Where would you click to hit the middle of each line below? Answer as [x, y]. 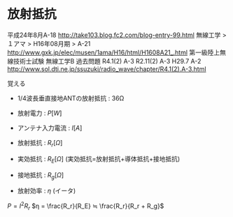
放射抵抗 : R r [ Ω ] [40, 143]
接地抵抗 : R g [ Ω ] [41, 175]
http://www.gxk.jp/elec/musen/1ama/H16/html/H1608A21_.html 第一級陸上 [114, 52]
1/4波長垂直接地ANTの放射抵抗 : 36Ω [71, 98]
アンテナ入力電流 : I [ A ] [50, 128]
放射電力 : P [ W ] [40, 113]
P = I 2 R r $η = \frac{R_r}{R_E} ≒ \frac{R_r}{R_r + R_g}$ [86, 206]
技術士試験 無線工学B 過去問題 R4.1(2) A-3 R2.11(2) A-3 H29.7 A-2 [107, 61]
